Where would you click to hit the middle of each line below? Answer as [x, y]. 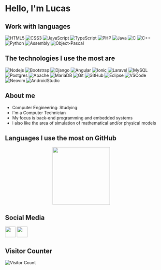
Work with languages [38, 26]
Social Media [25, 217]
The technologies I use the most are [60, 59]
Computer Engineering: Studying [44, 107]
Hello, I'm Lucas [38, 8]
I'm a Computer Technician [39, 113]
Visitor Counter [29, 251]
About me [20, 96]
